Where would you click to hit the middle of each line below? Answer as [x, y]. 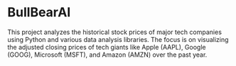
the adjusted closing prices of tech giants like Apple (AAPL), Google [107, 47]
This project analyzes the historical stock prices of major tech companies [115, 32]
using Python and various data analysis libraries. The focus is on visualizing [118, 39]
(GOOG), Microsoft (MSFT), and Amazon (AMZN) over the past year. [107, 55]
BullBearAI [39, 12]
